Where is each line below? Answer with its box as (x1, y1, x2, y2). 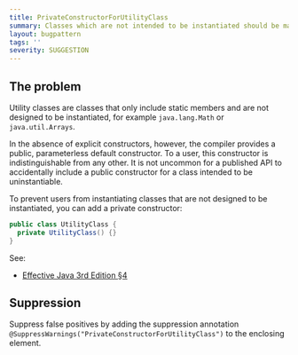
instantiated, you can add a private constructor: (9, 202, 183, 213)
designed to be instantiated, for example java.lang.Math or (9, 112, 224, 122)
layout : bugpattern (9, 29, 82, 38)
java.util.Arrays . (9, 121, 75, 131)
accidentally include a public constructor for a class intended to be (9, 166, 254, 177)
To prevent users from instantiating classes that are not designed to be (9, 193, 268, 204)
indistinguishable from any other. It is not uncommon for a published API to (9, 157, 282, 168)
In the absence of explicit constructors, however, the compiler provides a (9, 138, 277, 149)
